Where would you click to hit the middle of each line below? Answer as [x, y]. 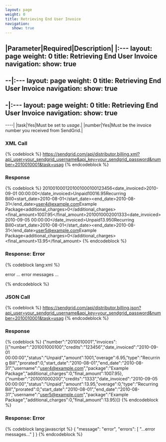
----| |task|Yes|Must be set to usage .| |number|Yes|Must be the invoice [78, 125]
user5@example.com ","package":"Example [84, 395]
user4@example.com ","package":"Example [84, 368]
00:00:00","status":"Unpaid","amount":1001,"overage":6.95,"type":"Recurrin [83, 358]
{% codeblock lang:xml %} [33, 265]
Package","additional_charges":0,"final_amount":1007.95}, [64, 373]
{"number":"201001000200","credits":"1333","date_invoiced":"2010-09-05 [82, 379]
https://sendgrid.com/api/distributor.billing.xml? [91, 154]
